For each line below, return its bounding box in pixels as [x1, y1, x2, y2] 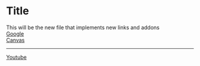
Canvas [6, 36, 25, 43]
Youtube [6, 54, 27, 61]
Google [6, 30, 24, 37]
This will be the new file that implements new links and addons [6, 24, 160, 31]
